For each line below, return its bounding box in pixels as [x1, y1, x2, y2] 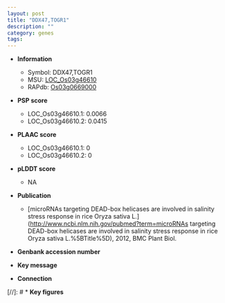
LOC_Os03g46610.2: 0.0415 [27, 117, 107, 125]
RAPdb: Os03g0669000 [27, 83, 97, 91]
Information [17, 55, 53, 63]
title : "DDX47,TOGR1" [7, 17, 70, 24]
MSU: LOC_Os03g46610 [27, 75, 97, 84]
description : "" [7, 23, 54, 30]
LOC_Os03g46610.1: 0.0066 [27, 110, 107, 118]
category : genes [7, 29, 54, 37]
